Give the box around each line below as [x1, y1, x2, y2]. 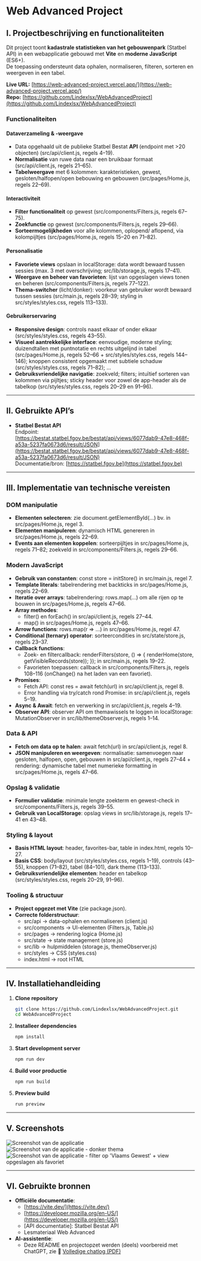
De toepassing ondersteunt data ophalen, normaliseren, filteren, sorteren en [6, 63, 194, 70]
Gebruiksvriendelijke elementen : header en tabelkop [14, 870, 148, 877]
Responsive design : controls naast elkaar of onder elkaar [14, 325, 157, 333]
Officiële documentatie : [14, 1197, 75, 1204]
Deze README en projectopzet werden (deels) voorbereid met [23, 1241, 178, 1248]
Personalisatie [6, 247, 43, 254]
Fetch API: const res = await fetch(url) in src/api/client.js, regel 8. [23, 683, 184, 690]
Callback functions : [14, 644, 65, 651]
